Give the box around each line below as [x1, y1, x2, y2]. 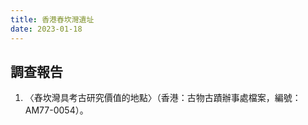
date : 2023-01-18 [10, 24, 83, 34]
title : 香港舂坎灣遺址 [10, 14, 95, 25]
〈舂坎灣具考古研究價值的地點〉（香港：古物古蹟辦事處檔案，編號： [24, 92, 302, 104]
